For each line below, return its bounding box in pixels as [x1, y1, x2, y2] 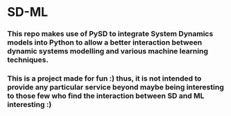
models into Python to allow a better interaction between [7, 38, 203, 47]
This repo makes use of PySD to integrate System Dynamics [7, 29, 214, 39]
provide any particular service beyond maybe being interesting [7, 83, 224, 92]
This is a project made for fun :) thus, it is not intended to [7, 74, 202, 83]
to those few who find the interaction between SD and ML [7, 91, 205, 101]
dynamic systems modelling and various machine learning [7, 47, 208, 56]
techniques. [7, 55, 49, 65]
